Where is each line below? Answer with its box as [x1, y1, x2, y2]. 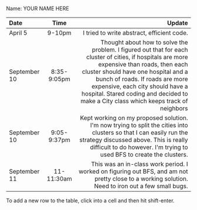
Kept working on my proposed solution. [80, 114, 188, 122]
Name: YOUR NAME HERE [6, 5, 69, 12]
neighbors [160, 104, 188, 112]
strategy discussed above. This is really [79, 136, 188, 144]
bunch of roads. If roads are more [96, 75, 188, 83]
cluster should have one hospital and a [81, 67, 188, 76]
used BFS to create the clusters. [100, 151, 188, 158]
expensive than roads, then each [98, 60, 188, 68]
